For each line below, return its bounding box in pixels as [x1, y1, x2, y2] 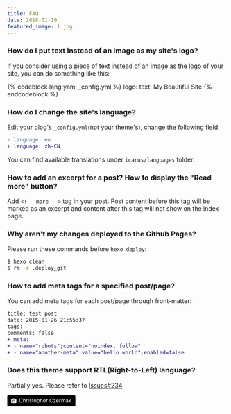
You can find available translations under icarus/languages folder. [7, 155, 195, 164]
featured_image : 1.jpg [7, 23, 73, 30]
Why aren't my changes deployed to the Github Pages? [7, 229, 196, 239]
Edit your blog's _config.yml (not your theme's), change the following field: [7, 123, 220, 131]
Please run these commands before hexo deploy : [7, 245, 147, 253]
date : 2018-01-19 [7, 17, 58, 24]
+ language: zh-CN [7, 143, 60, 150]
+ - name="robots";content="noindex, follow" [7, 343, 141, 350]
